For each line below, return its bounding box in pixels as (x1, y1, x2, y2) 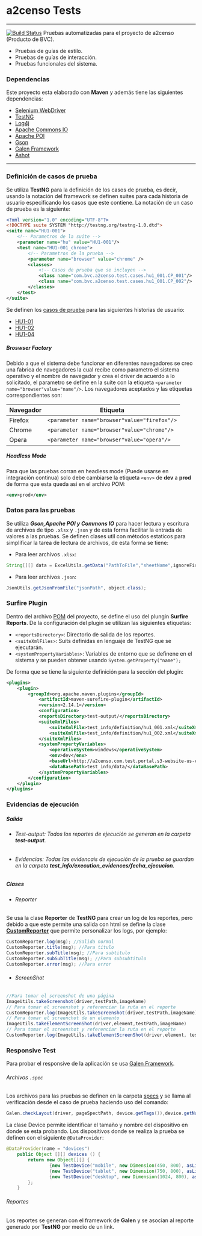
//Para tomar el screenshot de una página (6, 993, 114, 999)
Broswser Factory (6, 344, 52, 352)
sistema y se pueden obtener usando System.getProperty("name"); (14, 656, 182, 663)
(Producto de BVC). (6, 36, 55, 43)
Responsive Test (6, 1046, 56, 1054)
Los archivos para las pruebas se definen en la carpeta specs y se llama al (6, 1092, 191, 1099)
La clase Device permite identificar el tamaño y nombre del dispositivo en (6, 1121, 188, 1129)
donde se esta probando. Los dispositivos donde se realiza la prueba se (6, 1128, 185, 1135)
